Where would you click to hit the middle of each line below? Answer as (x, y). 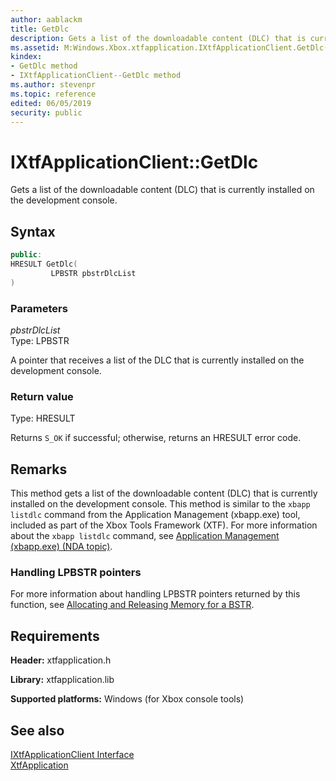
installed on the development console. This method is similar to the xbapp (160, 504)
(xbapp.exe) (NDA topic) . (61, 547)
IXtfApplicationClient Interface (72, 754)
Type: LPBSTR (40, 340)
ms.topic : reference (53, 94)
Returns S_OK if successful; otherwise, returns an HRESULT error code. (156, 438)
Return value (42, 396)
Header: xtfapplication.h (61, 660)
